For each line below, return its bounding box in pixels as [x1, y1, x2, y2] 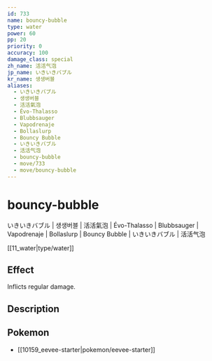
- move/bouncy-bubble [13, 166, 77, 174]
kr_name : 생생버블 [7, 75, 55, 83]
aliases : [7, 82, 33, 89]
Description [7, 303, 59, 315]
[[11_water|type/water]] [7, 243, 75, 252]
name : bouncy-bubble [7, 17, 68, 24]
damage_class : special [7, 56, 73, 63]
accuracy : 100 [7, 50, 49, 57]
